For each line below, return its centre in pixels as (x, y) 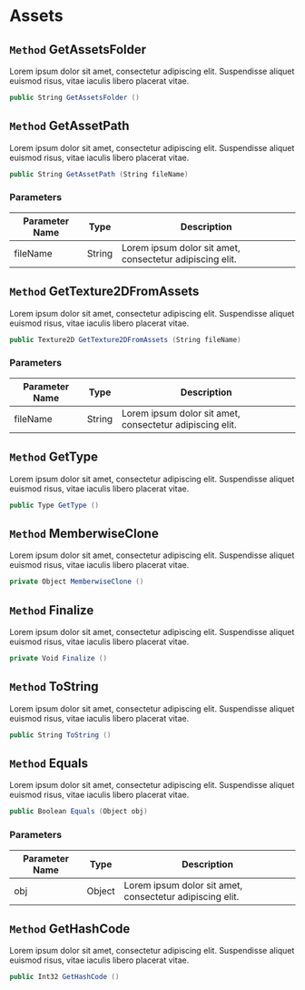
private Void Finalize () (58, 659)
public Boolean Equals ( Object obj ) (79, 812)
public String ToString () (60, 735)
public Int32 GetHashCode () (64, 977)
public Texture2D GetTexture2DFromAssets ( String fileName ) (126, 339)
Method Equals (49, 763)
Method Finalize (52, 610)
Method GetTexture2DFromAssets (104, 292)
